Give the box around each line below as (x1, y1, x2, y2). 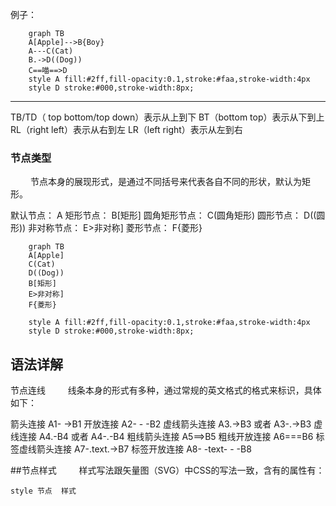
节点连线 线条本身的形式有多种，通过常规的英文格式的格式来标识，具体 (10, 384, 322, 397)
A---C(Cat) (28, 46, 74, 56)
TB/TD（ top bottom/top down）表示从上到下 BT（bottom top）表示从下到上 (10, 111, 325, 123)
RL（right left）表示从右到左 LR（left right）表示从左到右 (10, 124, 243, 135)
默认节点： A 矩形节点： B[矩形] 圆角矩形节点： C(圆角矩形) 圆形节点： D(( (10, 209, 317, 222)
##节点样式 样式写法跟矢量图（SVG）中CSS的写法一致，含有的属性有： (10, 464, 325, 477)
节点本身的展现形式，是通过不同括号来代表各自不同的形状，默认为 (29, 176, 302, 188)
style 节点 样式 (10, 486, 77, 497)
